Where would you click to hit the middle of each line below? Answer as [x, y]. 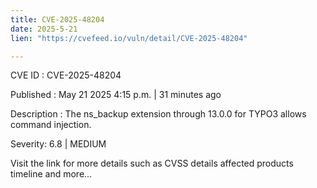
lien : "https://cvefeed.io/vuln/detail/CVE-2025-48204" [129, 38]
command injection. [51, 125]
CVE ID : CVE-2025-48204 [66, 75]
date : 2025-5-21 [44, 29]
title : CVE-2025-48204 [57, 19]
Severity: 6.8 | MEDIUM [58, 144]
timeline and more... [51, 174]
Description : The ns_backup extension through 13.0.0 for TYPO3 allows [158, 114]
